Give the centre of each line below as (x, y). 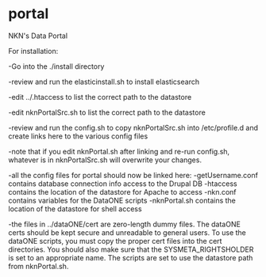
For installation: (33, 51)
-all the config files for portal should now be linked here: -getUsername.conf (133, 175)
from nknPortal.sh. (39, 266)
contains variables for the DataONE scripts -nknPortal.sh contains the (122, 200)
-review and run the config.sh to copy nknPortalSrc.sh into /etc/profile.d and (133, 127)
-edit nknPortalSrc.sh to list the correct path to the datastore (107, 112)
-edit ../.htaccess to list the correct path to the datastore (100, 97)
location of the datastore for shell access (75, 209)
